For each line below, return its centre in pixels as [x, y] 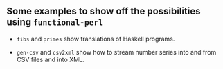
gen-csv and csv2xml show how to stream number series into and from [116, 52]
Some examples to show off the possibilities [104, 11]
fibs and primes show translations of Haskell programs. [96, 39]
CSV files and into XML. [50, 59]
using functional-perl [55, 22]
